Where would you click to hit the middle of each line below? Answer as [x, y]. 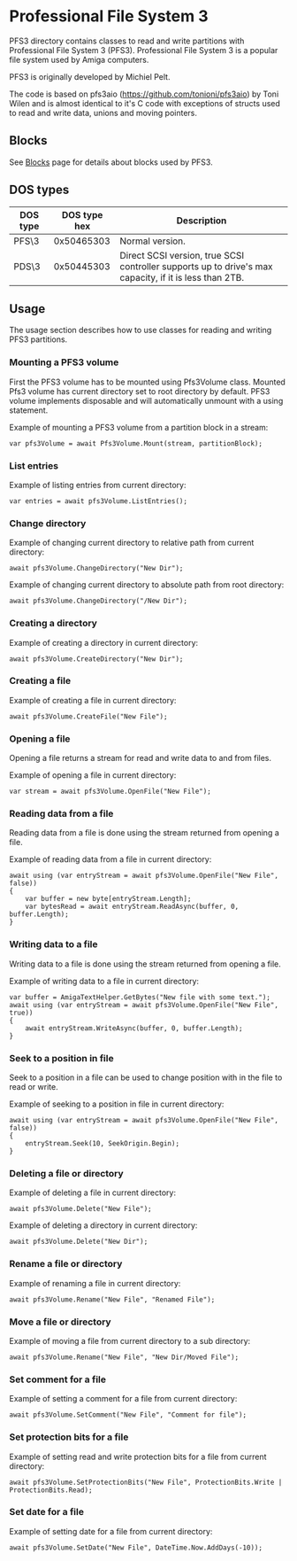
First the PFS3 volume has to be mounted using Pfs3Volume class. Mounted [147, 382]
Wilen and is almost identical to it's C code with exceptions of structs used [145, 103]
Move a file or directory [61, 1322]
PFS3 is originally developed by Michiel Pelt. [90, 76]
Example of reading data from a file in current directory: [110, 859]
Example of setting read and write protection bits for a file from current [138, 1456]
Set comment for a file [57, 1379]
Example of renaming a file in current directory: [95, 1283]
